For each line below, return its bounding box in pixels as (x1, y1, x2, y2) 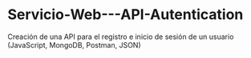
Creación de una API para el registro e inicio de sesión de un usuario (7, 32, 234, 41)
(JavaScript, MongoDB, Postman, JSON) (7, 40, 141, 49)
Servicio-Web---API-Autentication (7, 6, 244, 24)
